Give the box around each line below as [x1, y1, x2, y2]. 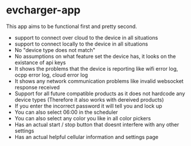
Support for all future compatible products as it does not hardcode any [14, 90, 186, 97]
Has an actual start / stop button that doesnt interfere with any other [14, 121, 179, 128]
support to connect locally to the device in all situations [14, 40, 148, 47]
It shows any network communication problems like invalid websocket [14, 77, 184, 85]
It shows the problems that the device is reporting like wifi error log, [14, 65, 179, 72]
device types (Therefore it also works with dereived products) [14, 96, 164, 103]
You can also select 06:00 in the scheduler [14, 109, 118, 116]
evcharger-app [6, 4, 81, 17]
